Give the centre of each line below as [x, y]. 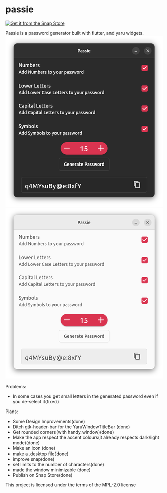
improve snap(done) [34, 459]
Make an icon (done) [34, 448]
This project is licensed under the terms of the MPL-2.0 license [71, 485]
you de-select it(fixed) [36, 401]
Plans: [12, 412]
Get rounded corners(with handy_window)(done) [63, 432]
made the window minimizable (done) [51, 470]
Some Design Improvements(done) [49, 421]
